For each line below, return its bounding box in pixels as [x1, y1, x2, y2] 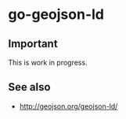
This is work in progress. [8, 58, 88, 67]
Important [8, 37, 58, 50]
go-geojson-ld [8, 6, 104, 24]
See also [8, 80, 51, 94]
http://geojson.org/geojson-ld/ [19, 101, 118, 111]
